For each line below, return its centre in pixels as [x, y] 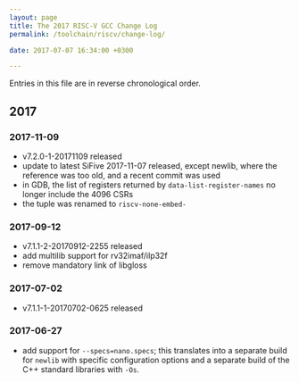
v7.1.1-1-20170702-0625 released [82, 308]
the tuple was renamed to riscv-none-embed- [104, 203]
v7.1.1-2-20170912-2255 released [82, 246]
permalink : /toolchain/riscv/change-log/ [87, 34]
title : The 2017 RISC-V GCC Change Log [83, 26]
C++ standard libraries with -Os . [81, 369]
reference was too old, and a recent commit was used [121, 175]
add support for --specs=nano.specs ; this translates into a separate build [154, 350]
